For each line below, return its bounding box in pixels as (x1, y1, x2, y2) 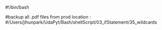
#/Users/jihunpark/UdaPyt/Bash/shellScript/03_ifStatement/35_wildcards (5, 19, 157, 25)
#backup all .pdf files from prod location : (5, 14, 91, 19)
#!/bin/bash (5, 4, 29, 10)
